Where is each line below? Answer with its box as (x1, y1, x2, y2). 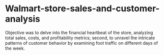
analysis (5, 13, 40, 25)
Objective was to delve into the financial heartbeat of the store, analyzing (5, 29, 153, 35)
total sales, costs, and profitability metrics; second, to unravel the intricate (5, 35, 155, 41)
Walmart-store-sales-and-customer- (5, 3, 160, 14)
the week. (5, 45, 26, 51)
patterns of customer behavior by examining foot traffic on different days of (5, 40, 158, 46)
